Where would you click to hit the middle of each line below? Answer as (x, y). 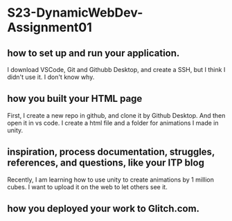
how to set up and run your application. (93, 53)
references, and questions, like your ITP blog (106, 163)
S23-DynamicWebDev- (75, 13)
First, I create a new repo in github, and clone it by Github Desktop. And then (116, 115)
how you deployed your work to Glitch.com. (103, 209)
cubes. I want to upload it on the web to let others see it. (87, 187)
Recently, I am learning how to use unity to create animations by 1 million (111, 179)
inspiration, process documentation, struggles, (111, 152)
